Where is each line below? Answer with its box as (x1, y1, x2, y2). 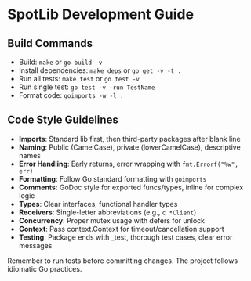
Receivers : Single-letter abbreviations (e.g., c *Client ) (18, 207, 197, 217)
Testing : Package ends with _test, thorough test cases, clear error (18, 232, 233, 242)
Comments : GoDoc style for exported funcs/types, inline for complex (18, 182, 244, 192)
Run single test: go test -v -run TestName (18, 82, 155, 92)
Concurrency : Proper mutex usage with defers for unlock (18, 215, 206, 225)
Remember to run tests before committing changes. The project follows (7, 256, 238, 265)
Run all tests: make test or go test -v (18, 74, 140, 83)
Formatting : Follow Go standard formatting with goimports (18, 174, 207, 183)
